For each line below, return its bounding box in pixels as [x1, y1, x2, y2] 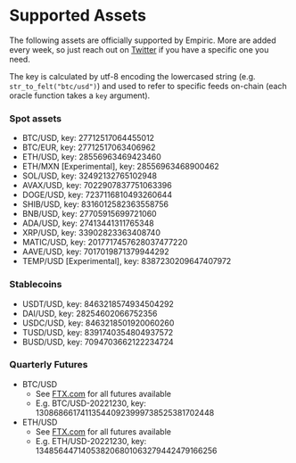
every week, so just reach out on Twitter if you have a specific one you [9, 44, 269, 54]
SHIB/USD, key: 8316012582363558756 [21, 199, 169, 210]
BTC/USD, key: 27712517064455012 [21, 133, 154, 144]
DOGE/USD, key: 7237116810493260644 [21, 189, 172, 201]
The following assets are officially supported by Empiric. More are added [9, 35, 276, 45]
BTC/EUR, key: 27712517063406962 [21, 142, 156, 153]
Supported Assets [9, 5, 147, 26]
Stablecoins [9, 278, 62, 291]
